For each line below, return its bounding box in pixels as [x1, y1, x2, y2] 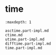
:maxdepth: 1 [5, 20, 32, 25]
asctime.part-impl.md [5, 28, 49, 33]
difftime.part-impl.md [5, 41, 51, 46]
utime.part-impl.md [5, 37, 45, 42]
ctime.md [5, 32, 23, 37]
